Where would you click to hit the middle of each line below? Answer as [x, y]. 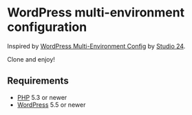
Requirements [38, 81]
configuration [47, 27]
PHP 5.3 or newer [42, 97]
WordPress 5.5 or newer [51, 105]
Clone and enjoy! [31, 59]
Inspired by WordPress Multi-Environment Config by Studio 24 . [96, 46]
